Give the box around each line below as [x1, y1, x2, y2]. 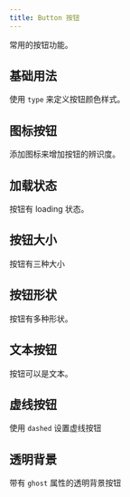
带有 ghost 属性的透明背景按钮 [9, 477, 122, 489]
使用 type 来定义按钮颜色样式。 [9, 94, 125, 105]
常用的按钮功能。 [9, 39, 73, 50]
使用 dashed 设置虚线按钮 [9, 423, 102, 434]
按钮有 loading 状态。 [9, 204, 89, 215]
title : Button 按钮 [9, 13, 80, 23]
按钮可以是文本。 [9, 368, 73, 378]
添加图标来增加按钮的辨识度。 [9, 148, 120, 159]
